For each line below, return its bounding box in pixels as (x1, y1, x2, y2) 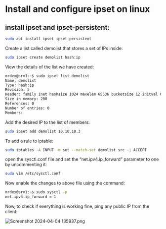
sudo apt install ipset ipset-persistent (5, 36, 92, 41)
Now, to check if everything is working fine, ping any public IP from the (5, 203, 150, 209)
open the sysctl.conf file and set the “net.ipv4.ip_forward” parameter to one (5, 156, 159, 162)
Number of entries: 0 (5, 106, 50, 111)
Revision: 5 (5, 87, 30, 92)
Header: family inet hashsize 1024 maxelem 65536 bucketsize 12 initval (5, 92, 158, 97)
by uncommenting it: (5, 162, 47, 168)
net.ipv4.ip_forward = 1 (5, 194, 56, 199)
